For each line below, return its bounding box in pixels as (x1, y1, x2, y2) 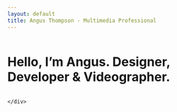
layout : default (7, 10, 55, 18)
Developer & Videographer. (7, 69, 171, 85)
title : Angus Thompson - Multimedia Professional (7, 17, 157, 24)
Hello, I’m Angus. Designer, (7, 54, 171, 69)
